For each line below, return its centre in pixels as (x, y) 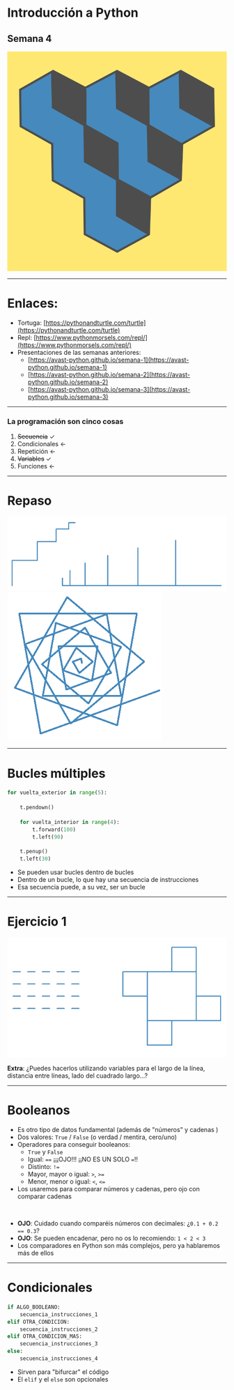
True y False (45, 1152)
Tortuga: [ (32, 323)
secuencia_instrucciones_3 (59, 1344)
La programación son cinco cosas (65, 421)
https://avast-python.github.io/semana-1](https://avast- (110, 360)
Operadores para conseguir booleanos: (74, 1144)
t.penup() (34, 852)
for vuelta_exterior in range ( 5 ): (57, 793)
